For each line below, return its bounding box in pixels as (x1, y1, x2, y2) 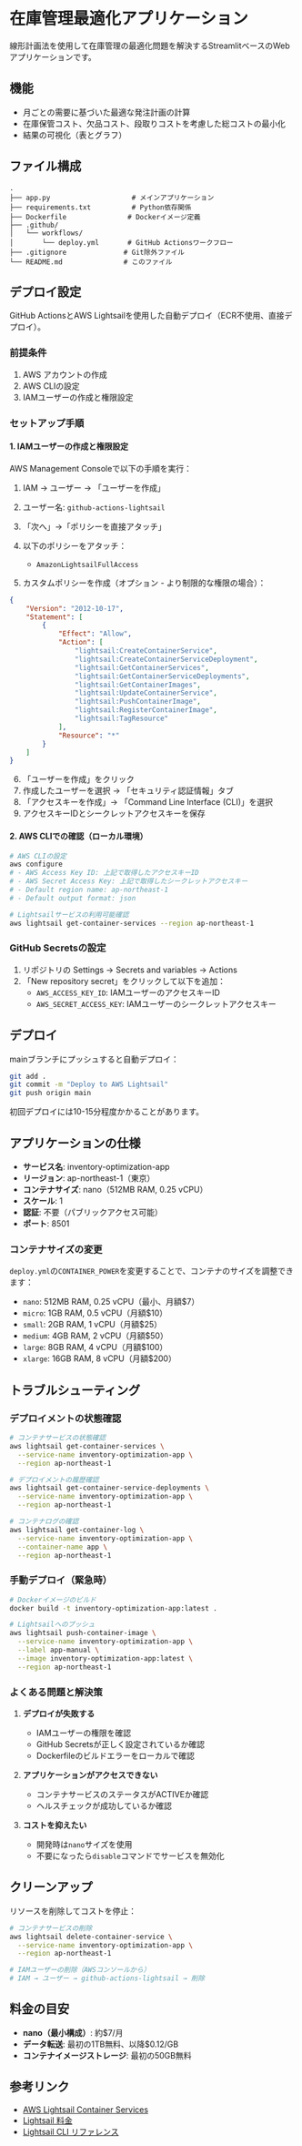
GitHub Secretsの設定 (9, 941, 106, 954)
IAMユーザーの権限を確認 (35, 1727, 132, 1738)
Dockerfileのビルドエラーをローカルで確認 (35, 1750, 196, 1761)
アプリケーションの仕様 (9, 1135, 141, 1151)
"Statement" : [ (25, 612, 84, 622)
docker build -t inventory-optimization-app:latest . (9, 1603, 218, 1612)
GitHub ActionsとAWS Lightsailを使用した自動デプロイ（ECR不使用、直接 (9, 310, 285, 321)
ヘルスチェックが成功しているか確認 (35, 1800, 173, 1811)
